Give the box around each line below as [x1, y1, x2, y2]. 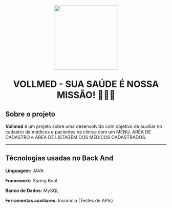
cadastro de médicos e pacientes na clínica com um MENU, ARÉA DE [5, 129, 152, 135]
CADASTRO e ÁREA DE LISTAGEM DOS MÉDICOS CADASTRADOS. [5, 134, 147, 140]
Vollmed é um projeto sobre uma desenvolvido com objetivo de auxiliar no [5, 123, 162, 129]
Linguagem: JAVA [5, 167, 44, 174]
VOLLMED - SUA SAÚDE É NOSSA [13, 79, 159, 90]
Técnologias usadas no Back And [5, 154, 114, 163]
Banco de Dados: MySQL [5, 187, 59, 194]
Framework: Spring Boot [5, 177, 58, 183]
